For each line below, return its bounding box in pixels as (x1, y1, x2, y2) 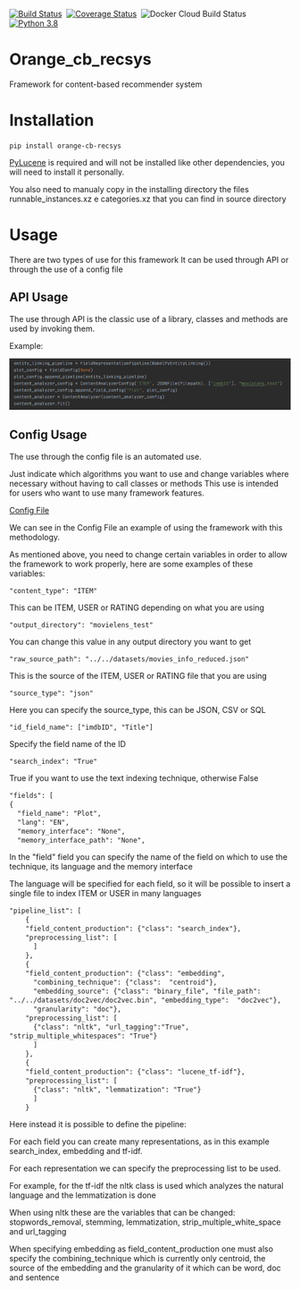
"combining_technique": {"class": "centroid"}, (32, 978, 218, 987)
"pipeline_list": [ (9, 906, 82, 915)
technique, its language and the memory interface (9, 861, 194, 871)
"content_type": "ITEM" (9, 586, 98, 595)
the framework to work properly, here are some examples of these (9, 558, 254, 569)
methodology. (9, 531, 61, 542)
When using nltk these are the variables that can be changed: (9, 1207, 236, 1218)
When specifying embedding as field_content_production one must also (9, 1243, 274, 1254)
